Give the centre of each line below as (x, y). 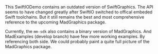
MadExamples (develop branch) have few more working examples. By (75, 36)
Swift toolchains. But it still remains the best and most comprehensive (75, 17)
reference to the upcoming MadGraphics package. (56, 22)
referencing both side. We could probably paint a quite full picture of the (77, 42)
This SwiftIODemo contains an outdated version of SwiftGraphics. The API (79, 7)
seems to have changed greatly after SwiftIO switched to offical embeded (79, 12)
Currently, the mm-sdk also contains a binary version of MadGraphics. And (78, 31)
